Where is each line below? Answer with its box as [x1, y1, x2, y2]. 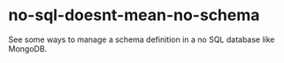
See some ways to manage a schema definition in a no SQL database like [8, 34, 275, 45]
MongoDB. [8, 43, 48, 53]
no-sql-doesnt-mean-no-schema [8, 5, 260, 25]
